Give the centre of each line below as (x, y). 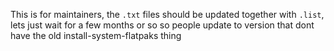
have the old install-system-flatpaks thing (96, 35)
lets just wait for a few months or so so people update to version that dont (162, 25)
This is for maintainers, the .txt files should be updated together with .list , (167, 14)
